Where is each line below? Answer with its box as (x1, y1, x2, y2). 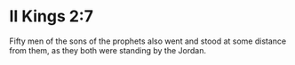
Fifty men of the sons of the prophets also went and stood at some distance (9, 36, 287, 46)
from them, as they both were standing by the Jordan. (9, 45, 207, 55)
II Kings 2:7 (9, 6, 93, 27)
